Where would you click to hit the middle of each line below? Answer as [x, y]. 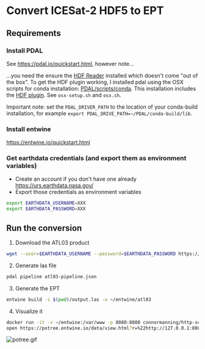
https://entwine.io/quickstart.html [48, 142]
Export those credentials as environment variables [78, 192]
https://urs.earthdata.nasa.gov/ [54, 185]
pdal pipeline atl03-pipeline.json [52, 276]
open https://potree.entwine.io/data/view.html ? [69, 328]
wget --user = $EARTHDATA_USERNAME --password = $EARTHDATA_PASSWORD [91, 254]
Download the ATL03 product [52, 243]
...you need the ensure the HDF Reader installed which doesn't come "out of [102, 75]
